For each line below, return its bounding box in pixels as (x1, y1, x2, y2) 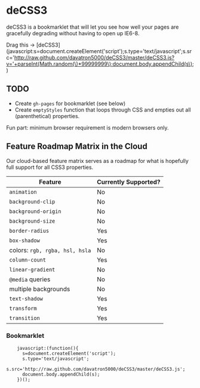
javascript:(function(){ (17, 345, 79, 351)
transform (9, 305, 37, 312)
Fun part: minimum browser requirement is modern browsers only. (6, 124, 169, 131)
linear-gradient (9, 266, 56, 273)
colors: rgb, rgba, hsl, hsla (9, 246, 91, 254)
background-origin (9, 208, 61, 215)
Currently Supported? (96, 177, 161, 186)
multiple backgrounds (9, 285, 70, 293)
